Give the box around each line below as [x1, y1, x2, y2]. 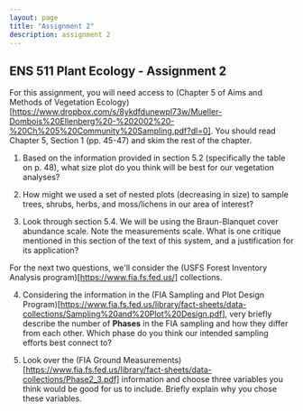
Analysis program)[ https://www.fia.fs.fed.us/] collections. [9, 272, 223, 283]
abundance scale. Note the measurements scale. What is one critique [22, 226, 281, 237]
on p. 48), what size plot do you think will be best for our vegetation [22, 162, 275, 173]
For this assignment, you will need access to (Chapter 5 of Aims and [9, 87, 263, 98]
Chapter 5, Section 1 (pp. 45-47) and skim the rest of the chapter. [9, 135, 252, 146]
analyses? [22, 172, 60, 183]
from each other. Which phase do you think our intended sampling [22, 328, 269, 339]
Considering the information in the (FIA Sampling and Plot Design [22, 289, 265, 300]
